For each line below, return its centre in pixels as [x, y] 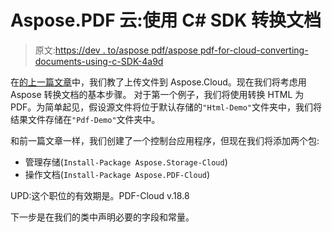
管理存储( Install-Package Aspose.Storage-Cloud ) [126, 162]
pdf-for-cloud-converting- [254, 50]
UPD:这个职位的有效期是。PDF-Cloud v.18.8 [100, 195]
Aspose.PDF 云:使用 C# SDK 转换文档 [166, 20]
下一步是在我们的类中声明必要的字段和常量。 [102, 217]
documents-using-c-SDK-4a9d [99, 61]
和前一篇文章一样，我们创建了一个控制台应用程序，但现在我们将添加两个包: [165, 140]
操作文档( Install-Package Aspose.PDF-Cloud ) [117, 174]
